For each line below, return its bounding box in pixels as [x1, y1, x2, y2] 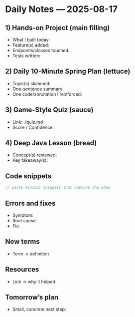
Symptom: [12, 212, 34, 218]
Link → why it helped [12, 278, 56, 284]
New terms [5, 237, 40, 246]
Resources [5, 265, 39, 274]
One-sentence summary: [12, 86, 64, 92]
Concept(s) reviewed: [12, 152, 57, 158]
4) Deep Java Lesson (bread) [5, 139, 97, 147]
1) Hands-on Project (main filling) [5, 24, 110, 32]
